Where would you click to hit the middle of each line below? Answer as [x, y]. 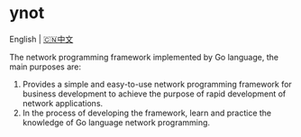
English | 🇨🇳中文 [41, 39]
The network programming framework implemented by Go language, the [144, 57]
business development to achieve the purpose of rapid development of [154, 94]
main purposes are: [46, 67]
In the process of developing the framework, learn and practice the [147, 113]
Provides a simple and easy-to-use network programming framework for [157, 84]
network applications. [63, 103]
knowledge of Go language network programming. [116, 122]
